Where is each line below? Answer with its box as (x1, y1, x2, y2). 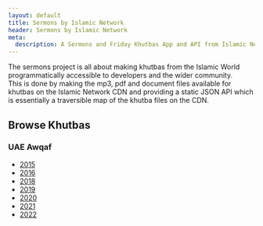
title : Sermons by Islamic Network (8, 19, 124, 27)
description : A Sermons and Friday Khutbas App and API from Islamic (15, 41, 247, 49)
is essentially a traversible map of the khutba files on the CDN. (8, 96, 210, 105)
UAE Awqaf (8, 142, 52, 153)
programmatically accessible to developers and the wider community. (8, 71, 233, 80)
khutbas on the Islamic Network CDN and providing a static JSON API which (8, 87, 254, 97)
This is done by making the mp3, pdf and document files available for (8, 79, 232, 89)
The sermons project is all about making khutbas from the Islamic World (8, 62, 240, 71)
